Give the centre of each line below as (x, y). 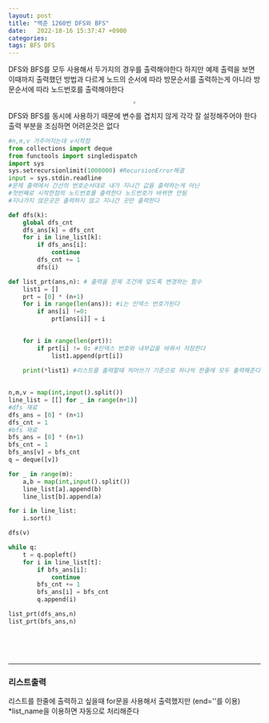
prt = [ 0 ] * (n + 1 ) (53, 297)
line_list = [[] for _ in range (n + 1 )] (73, 400)
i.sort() (37, 519)
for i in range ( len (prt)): (68, 341)
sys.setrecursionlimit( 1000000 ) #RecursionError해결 (96, 171)
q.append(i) (57, 600)
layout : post (30, 16)
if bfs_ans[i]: (62, 570)
